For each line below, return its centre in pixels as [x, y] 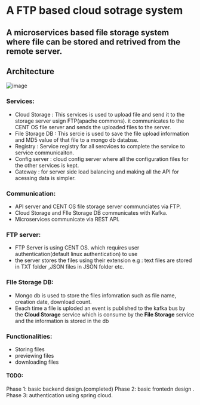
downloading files [37, 362]
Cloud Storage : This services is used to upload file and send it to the [100, 114]
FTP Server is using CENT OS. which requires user [77, 248]
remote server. [34, 51]
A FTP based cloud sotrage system [95, 10]
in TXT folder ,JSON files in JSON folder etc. [69, 267]
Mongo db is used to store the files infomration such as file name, [96, 295]
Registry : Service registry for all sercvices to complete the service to [100, 146]
